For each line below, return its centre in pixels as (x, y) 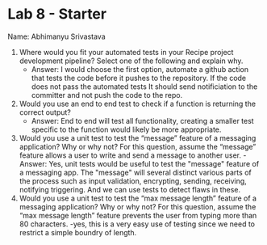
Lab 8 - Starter (57, 14)
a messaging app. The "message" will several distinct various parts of (135, 172)
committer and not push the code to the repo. (107, 95)
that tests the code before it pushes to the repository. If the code (139, 78)
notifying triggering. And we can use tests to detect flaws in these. (130, 189)
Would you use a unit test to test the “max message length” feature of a (138, 198)
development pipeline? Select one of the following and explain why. (131, 61)
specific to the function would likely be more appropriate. (126, 129)
